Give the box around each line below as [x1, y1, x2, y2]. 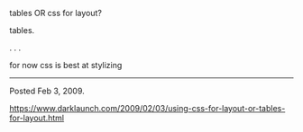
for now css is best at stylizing [9, 60, 123, 70]
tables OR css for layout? [9, 8, 102, 18]
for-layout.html [9, 112, 65, 123]
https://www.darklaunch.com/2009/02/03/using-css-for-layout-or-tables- [9, 103, 286, 113]
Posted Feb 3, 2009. [9, 85, 86, 96]
